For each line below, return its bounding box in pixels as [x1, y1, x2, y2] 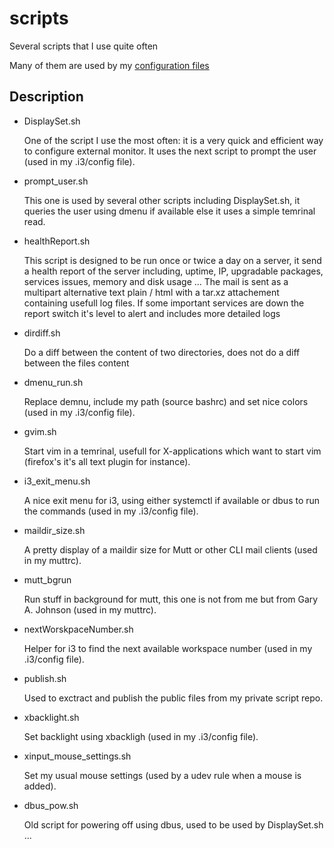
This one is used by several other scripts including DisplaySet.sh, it [23, 194, 301, 206]
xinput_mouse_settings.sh [23, 750, 132, 762]
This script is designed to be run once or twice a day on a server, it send [23, 254, 322, 266]
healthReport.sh [23, 235, 91, 247]
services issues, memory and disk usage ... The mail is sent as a [23, 275, 289, 287]
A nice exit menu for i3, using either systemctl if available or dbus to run [23, 494, 321, 506]
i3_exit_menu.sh [23, 475, 91, 487]
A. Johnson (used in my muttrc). [23, 603, 157, 616]
